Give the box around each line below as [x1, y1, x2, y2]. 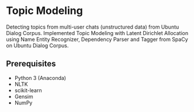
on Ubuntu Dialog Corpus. [6, 42, 69, 49]
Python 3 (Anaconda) [14, 74, 66, 81]
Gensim [14, 93, 33, 100]
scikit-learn [14, 86, 42, 94]
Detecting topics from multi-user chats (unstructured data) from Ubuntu [6, 23, 179, 30]
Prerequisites [6, 59, 56, 69]
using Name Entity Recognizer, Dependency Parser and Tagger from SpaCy [6, 36, 188, 43]
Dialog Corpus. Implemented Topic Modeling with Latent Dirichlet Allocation [6, 29, 189, 36]
